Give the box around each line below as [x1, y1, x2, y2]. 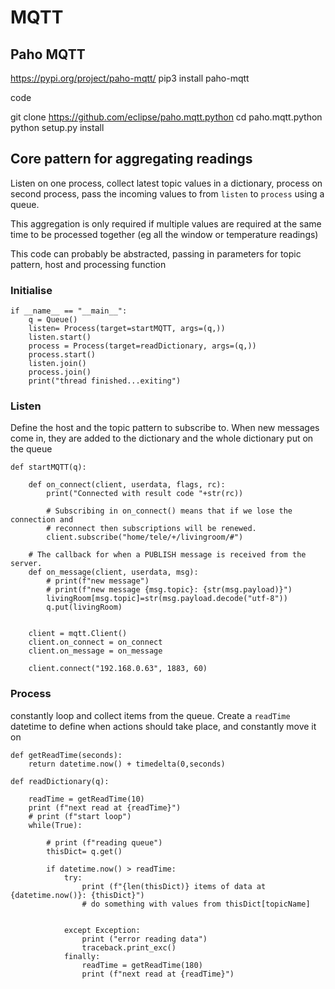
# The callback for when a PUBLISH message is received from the [28, 550, 307, 560]
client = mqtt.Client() [28, 629, 128, 639]
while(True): [28, 820, 83, 830]
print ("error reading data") [81, 934, 208, 944]
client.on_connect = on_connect [28, 637, 163, 648]
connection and [10, 515, 74, 525]
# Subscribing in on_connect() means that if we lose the [46, 506, 293, 516]
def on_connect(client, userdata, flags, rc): [28, 480, 226, 490]
